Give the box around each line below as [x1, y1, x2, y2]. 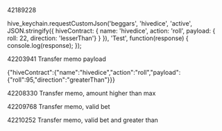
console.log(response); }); [7, 42, 82, 49]
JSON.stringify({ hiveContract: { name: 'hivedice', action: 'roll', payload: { [7, 27, 216, 35]
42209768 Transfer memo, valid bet [7, 103, 110, 110]
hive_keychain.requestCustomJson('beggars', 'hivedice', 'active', [7, 19, 193, 27]
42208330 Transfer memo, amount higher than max [7, 89, 156, 97]
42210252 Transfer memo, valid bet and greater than [7, 116, 158, 124]
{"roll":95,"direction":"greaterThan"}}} [7, 76, 116, 84]
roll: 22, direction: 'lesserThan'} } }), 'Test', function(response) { [7, 34, 189, 42]
